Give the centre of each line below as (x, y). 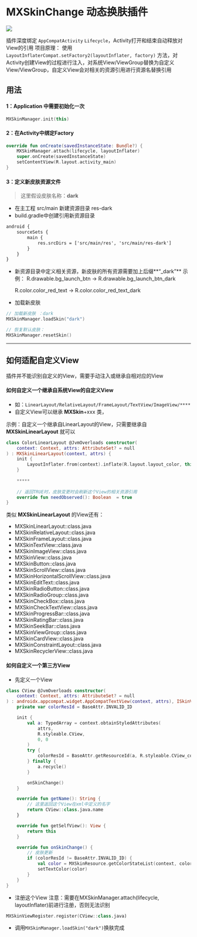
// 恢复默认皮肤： (26, 330)
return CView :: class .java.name (65, 810)
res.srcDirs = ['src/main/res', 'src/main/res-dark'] (104, 243)
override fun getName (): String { (59, 799)
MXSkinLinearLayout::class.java (53, 527)
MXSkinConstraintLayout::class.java (58, 645)
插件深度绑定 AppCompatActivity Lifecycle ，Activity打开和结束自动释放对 (94, 40)
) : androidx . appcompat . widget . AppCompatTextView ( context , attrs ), (90, 702)
